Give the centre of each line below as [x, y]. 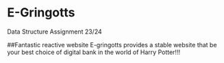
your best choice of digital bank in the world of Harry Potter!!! [94, 52]
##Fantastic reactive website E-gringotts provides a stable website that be [112, 45]
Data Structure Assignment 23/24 [55, 32]
